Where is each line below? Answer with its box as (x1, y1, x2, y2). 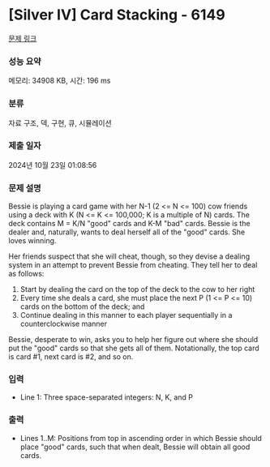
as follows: (8, 269, 45, 279)
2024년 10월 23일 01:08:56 (8, 160, 97, 169)
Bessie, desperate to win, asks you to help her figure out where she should (8, 335, 259, 345)
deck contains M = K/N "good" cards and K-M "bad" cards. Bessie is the (8, 219, 251, 229)
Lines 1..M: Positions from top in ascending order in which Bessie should (19, 433, 262, 443)
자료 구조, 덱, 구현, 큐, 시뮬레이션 (8, 118, 112, 127)
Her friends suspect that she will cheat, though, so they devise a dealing (8, 251, 250, 261)
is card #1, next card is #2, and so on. (8, 352, 134, 362)
